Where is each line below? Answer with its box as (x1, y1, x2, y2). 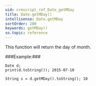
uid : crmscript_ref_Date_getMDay (5, 7, 75, 12)
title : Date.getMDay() (5, 12, 52, 17)
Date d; (5, 63, 21, 68)
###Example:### (5, 54, 41, 60)
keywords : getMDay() (5, 26, 48, 31)
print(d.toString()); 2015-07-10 (5, 68, 75, 73)
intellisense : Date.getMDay (5, 16, 64, 21)
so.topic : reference (5, 30, 48, 35)
